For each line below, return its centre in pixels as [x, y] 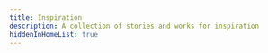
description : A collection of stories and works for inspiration [134, 26]
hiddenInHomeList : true [54, 34]
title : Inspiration [46, 18]
